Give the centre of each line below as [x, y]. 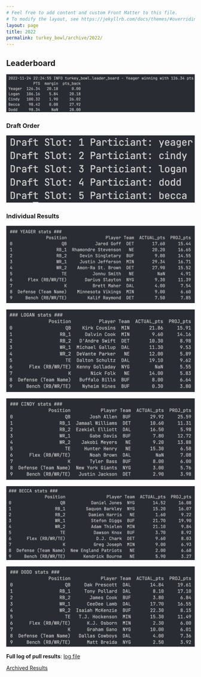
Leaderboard [31, 63]
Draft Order [23, 125]
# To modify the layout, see [42, 19]
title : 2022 [21, 32]
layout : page [22, 25]
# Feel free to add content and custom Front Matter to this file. [92, 13]
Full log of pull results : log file [43, 657]
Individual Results [33, 216]
